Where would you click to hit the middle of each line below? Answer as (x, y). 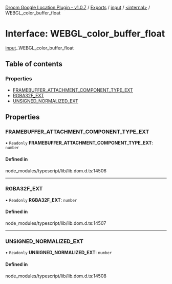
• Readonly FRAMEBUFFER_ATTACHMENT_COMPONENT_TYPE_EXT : (79, 143)
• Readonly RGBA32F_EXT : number (41, 200)
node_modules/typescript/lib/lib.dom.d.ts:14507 (56, 223)
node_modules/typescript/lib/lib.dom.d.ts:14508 (56, 276)
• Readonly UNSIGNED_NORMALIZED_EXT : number (59, 253)
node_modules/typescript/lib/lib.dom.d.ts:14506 (56, 171)
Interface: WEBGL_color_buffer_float (85, 34)
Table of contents (34, 64)
